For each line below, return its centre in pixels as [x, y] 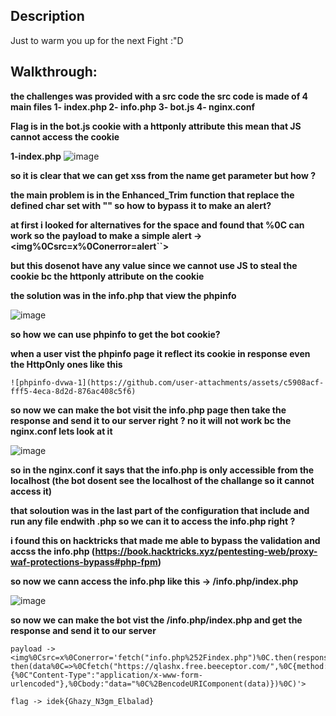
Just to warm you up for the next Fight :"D [97, 40]
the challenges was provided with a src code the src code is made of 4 [159, 96]
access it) [31, 491]
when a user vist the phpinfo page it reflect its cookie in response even [160, 353]
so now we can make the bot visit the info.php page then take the [148, 410]
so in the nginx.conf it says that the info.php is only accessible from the [162, 470]
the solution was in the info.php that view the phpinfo [123, 295]
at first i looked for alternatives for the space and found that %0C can [157, 225]
